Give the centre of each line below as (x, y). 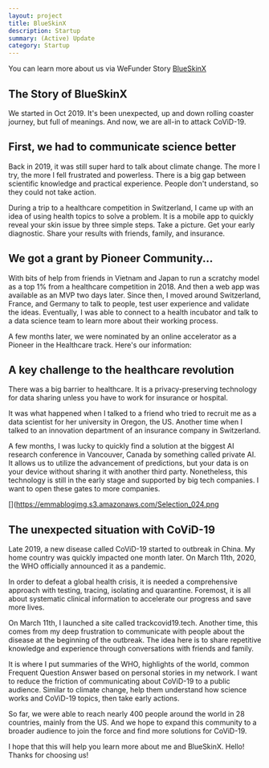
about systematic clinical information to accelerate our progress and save (130, 599)
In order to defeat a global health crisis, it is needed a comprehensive (123, 582)
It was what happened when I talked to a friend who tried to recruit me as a (132, 413)
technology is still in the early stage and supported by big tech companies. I (134, 480)
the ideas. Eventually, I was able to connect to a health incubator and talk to (133, 312)
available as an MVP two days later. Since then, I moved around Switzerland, (134, 295)
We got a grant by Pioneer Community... (111, 259)
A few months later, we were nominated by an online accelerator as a (122, 336)
